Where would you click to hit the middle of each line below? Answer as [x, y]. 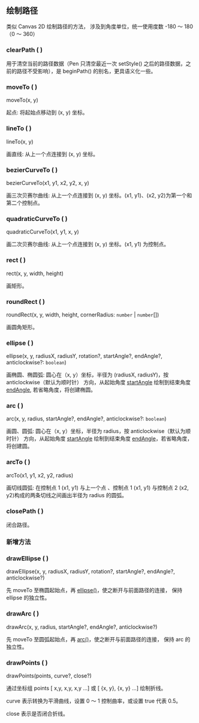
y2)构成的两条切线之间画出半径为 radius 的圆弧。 [67, 495]
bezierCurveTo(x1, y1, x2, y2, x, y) [48, 183]
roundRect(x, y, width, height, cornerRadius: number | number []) [83, 315]
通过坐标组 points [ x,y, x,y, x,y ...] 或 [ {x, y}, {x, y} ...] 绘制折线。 [86, 688]
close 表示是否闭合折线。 [37, 713]
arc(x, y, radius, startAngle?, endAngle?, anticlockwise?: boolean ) [86, 419]
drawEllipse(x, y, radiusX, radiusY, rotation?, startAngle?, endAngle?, [91, 572]
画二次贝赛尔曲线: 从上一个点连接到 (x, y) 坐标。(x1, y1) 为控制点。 [88, 244]
